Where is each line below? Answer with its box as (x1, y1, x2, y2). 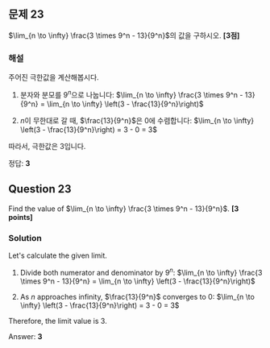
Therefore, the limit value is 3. (8, 316, 107, 325)
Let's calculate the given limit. (8, 251, 107, 260)
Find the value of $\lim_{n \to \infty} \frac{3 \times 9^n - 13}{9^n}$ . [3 (8, 204, 239, 213)
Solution (8, 232, 43, 243)
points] (8, 212, 34, 222)
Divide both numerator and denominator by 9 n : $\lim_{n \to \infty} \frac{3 (19, 266, 263, 277)
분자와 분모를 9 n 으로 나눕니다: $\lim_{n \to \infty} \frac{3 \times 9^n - (19, 89, 243, 99)
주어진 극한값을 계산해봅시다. (8, 72, 99, 82)
